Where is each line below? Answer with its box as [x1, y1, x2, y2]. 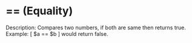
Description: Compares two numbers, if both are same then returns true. [5, 24, 186, 31]
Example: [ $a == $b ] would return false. [5, 30, 108, 37]
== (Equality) [5, 4, 73, 18]
